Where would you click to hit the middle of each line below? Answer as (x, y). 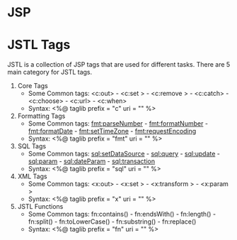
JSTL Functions (40, 207)
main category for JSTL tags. (50, 72)
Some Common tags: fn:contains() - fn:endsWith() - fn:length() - (122, 214)
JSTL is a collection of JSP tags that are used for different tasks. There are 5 (119, 65)
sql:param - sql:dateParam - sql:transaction (92, 161)
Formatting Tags (41, 116)
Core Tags (33, 86)
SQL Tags (32, 146)
